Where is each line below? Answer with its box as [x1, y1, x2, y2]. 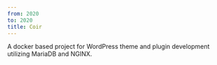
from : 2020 [7, 10, 39, 17]
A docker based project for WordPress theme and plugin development [7, 43, 210, 51]
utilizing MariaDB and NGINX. [7, 50, 93, 58]
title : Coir [7, 23, 42, 30]
